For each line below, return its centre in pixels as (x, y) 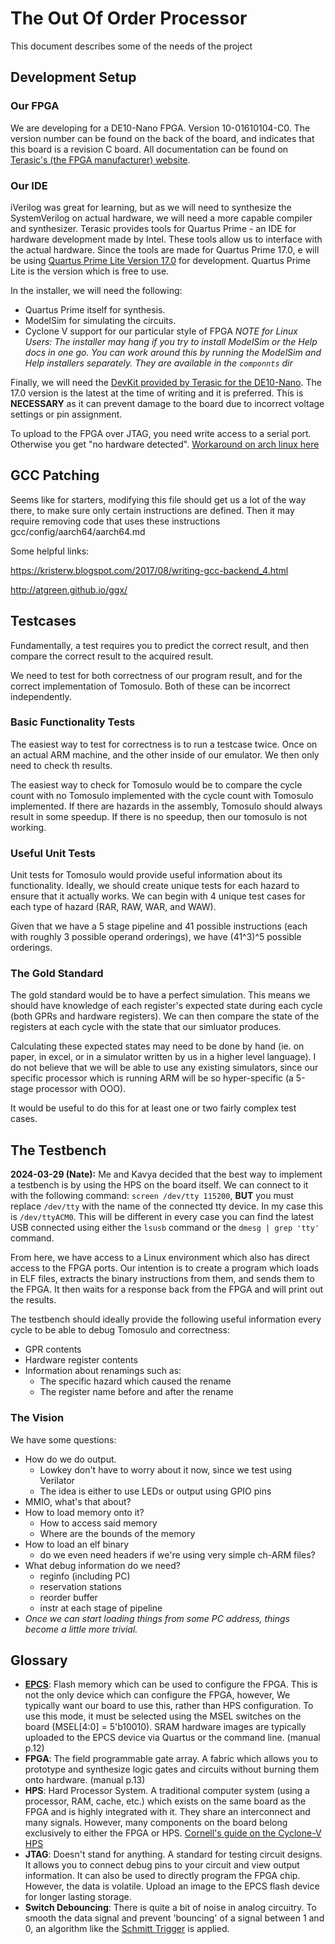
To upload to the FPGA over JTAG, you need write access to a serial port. (161, 433)
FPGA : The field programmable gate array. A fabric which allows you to (171, 1759)
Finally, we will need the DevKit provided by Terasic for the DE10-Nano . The (166, 382)
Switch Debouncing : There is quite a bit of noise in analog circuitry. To (170, 1908)
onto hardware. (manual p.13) (85, 1780)
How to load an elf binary (77, 1544)
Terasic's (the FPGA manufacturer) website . (100, 159)
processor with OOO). (81, 1089)
